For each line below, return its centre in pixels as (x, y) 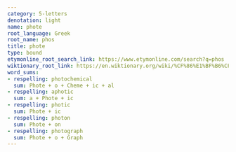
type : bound (25, 53)
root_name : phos (31, 40)
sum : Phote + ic (37, 111)
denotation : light (34, 20)
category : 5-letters (38, 14)
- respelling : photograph (45, 131)
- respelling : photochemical (50, 79)
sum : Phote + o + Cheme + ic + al (64, 85)
